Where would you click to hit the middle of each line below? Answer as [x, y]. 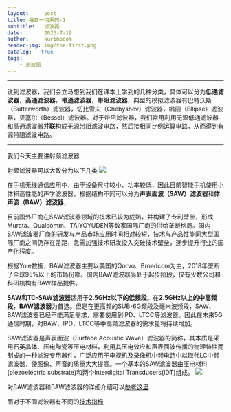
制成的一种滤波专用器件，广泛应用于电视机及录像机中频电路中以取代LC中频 [113, 355]
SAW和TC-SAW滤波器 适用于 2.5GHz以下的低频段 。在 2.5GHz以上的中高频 [112, 297]
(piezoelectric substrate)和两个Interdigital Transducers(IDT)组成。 [100, 372]
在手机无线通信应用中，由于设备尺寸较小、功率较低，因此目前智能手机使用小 [115, 185]
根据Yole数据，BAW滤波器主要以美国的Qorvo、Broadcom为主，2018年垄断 [113, 265]
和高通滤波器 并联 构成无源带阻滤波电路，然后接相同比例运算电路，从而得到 [112, 126]
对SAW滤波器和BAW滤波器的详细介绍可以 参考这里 [78, 387]
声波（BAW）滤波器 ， [38, 202]
